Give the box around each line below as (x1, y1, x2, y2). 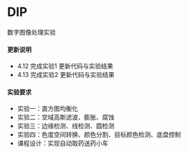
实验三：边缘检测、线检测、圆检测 (17, 122, 115, 130)
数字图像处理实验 (7, 28, 56, 36)
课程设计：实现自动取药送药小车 (17, 139, 109, 148)
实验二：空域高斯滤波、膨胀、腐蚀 (17, 113, 115, 121)
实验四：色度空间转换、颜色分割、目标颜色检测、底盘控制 (17, 130, 181, 139)
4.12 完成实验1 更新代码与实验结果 (17, 62, 113, 70)
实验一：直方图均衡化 (17, 105, 78, 113)
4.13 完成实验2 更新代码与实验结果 (17, 71, 115, 79)
